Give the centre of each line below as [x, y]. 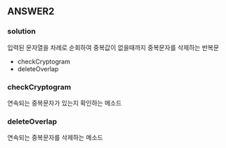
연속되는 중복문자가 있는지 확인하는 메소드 [65, 103]
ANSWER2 [31, 12]
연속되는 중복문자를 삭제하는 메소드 [55, 138]
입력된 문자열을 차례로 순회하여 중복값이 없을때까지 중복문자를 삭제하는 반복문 [113, 47]
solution [22, 31]
